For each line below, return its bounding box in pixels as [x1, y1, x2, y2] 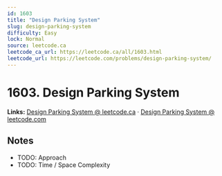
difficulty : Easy [7, 29, 57, 37]
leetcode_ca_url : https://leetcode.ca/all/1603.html [7, 49, 163, 56]
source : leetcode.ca [7, 42, 67, 49]
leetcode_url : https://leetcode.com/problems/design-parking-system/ [7, 55, 212, 62]
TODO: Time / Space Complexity [17, 160, 111, 169]
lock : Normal [7, 36, 45, 43]
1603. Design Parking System [7, 84, 180, 100]
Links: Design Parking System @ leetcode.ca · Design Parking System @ [7, 108, 215, 116]
